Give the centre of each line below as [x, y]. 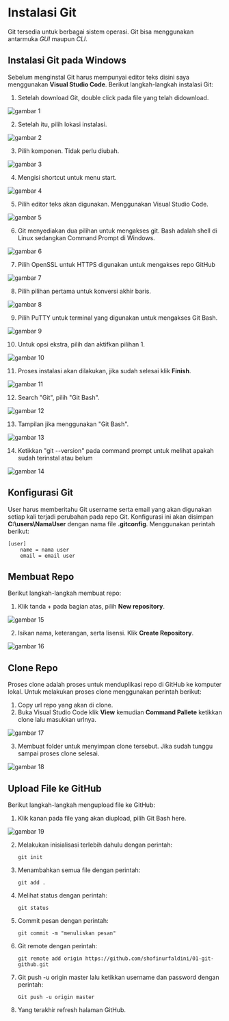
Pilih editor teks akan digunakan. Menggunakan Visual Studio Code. [113, 204]
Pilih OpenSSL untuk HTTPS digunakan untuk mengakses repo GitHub [117, 264]
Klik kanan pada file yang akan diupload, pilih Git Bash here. [102, 818]
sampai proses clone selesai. [58, 753]
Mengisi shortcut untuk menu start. [67, 177]
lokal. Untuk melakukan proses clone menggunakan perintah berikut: [105, 692]
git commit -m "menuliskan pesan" [67, 933]
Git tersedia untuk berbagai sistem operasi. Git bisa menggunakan [101, 32]
